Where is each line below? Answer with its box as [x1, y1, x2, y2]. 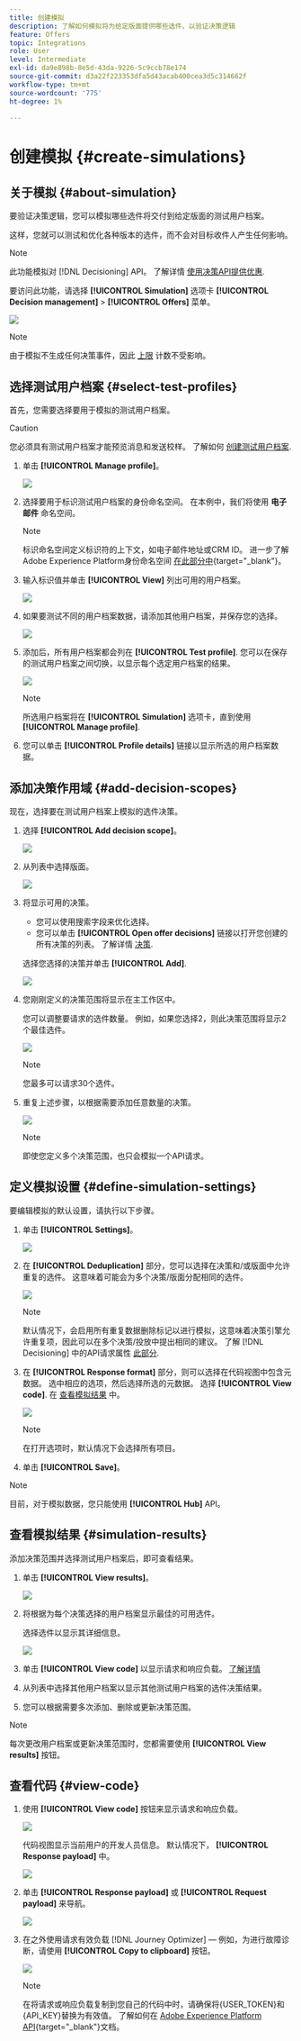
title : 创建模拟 [9, 13, 65, 23]
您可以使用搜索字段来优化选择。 [35, 916, 155, 927]
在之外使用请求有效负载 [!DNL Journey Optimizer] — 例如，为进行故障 [22, 1934, 282, 1946]
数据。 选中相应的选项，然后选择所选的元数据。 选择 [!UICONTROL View [22, 1377, 292, 1388]
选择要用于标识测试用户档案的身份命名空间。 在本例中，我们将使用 [22, 496, 270, 507]
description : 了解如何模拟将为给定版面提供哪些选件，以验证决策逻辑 [9, 22, 236, 31]
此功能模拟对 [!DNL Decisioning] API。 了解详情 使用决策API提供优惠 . [9, 267, 265, 277]
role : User [9, 47, 50, 56]
